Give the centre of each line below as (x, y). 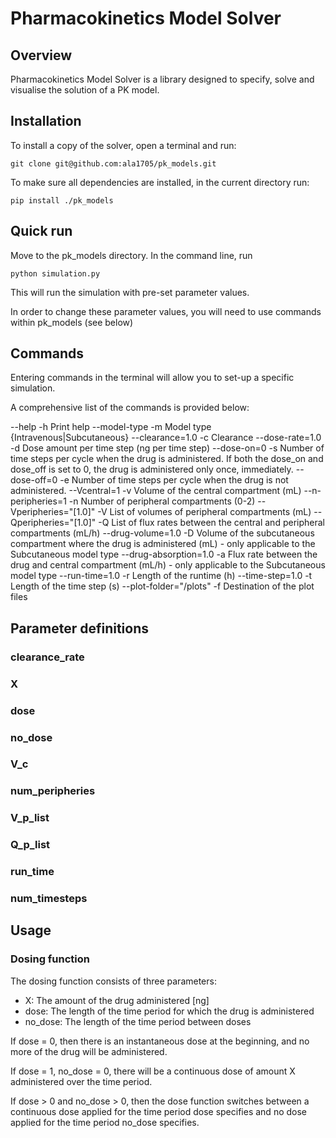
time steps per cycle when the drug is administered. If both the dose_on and (167, 459)
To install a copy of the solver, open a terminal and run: (123, 145)
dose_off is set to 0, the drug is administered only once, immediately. (152, 469)
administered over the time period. (81, 1081)
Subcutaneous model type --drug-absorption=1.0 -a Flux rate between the (164, 554)
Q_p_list (30, 845)
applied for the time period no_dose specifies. (105, 1122)
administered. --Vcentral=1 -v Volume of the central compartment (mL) (156, 491)
